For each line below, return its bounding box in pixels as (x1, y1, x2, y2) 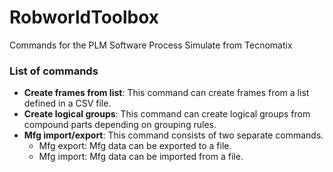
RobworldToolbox (9, 6, 160, 29)
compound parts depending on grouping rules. (23, 119, 217, 131)
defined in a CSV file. (23, 97, 112, 110)
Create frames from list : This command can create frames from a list (23, 87, 310, 99)
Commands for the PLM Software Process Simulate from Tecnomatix (9, 39, 293, 51)
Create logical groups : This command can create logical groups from (23, 108, 311, 120)
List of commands (9, 64, 99, 78)
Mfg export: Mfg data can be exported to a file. (38, 140, 232, 152)
